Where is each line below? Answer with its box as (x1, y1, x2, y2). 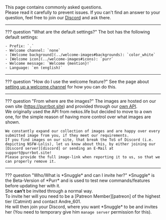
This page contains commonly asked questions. (5, 4, 103, 10)
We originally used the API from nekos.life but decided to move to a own (5, 109, 152, 114)
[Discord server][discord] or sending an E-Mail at (5, 146, 114, 151)
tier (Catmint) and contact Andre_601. (5, 199, 82, 204)
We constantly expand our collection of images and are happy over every (5, 129, 161, 133)
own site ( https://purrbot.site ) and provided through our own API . (5, 103, 137, 109)
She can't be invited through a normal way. (5, 188, 93, 194)
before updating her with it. (5, 183, 61, 188)
